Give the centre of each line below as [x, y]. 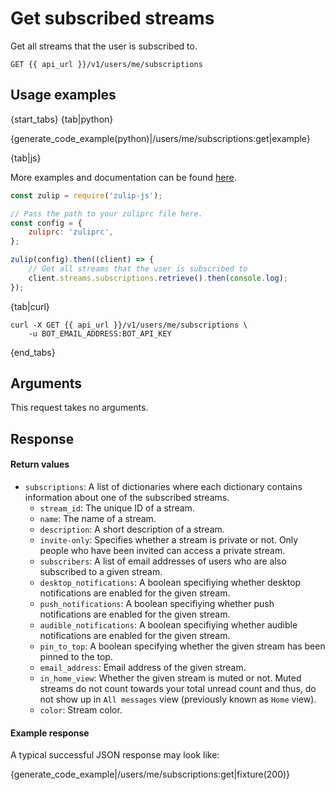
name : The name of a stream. [98, 519]
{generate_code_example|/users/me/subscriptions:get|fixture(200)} [150, 774]
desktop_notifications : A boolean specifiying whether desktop [170, 583]
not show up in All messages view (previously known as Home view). [178, 699]
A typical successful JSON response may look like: [115, 755]
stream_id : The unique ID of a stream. [117, 508]
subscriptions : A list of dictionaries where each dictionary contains [163, 487]
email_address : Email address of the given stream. [143, 668]
